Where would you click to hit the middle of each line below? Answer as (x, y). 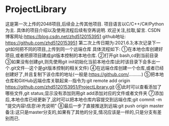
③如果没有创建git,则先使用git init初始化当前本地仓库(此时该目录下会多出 (81, 61)
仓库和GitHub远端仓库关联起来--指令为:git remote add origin (68, 80)
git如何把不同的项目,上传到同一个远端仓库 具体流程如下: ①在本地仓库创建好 (84, 49)
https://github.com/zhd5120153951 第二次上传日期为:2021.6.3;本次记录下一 (83, 43)
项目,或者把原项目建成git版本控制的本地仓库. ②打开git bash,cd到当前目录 (82, 55)
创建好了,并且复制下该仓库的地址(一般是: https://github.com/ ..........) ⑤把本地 (84, 74)
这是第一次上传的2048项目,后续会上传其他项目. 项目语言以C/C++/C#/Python (84, 24)
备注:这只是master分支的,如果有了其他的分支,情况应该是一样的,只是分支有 (81, 112)
